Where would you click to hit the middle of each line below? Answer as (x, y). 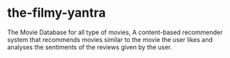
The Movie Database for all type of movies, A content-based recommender (115, 32)
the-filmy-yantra (56, 13)
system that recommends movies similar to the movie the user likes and (110, 39)
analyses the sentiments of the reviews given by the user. (90, 47)
